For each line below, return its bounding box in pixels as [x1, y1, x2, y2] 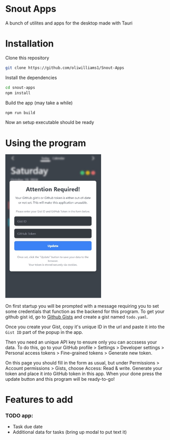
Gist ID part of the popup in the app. [5, 329, 83, 335]
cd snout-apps [5, 85, 36, 90]
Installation [5, 38, 54, 50]
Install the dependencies [5, 75, 57, 81]
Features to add [5, 394, 73, 406]
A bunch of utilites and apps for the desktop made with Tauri [5, 20, 133, 26]
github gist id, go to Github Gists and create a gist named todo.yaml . [5, 314, 149, 320]
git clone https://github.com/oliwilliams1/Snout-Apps [5, 65, 125, 70]
